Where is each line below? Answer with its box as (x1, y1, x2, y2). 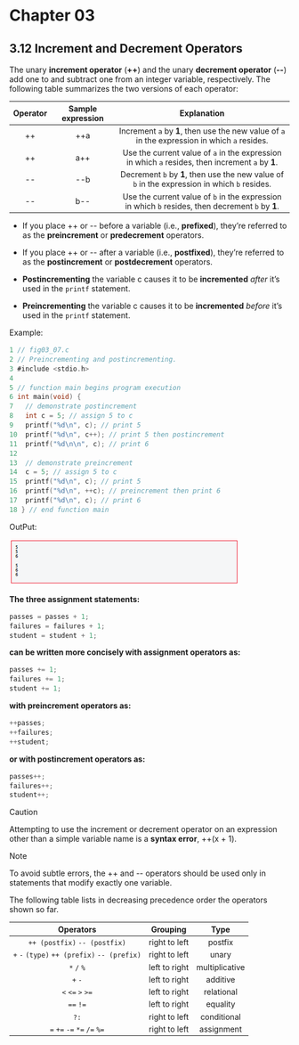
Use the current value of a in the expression (122, 148, 282, 158)
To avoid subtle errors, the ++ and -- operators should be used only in (9, 868, 267, 878)
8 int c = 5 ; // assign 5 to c (9, 412, 133, 420)
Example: (9, 327, 44, 338)
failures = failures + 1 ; (9, 621, 105, 631)
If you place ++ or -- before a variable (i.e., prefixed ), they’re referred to (21, 220, 287, 231)
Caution (9, 807, 38, 818)
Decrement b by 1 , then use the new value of (119, 169, 285, 180)
